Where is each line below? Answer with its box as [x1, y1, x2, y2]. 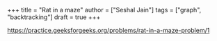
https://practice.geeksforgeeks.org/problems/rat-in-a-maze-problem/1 [7, 27, 210, 34]
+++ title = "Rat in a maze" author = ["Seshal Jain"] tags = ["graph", [7, 6, 202, 14]
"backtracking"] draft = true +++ [7, 13, 101, 21]
